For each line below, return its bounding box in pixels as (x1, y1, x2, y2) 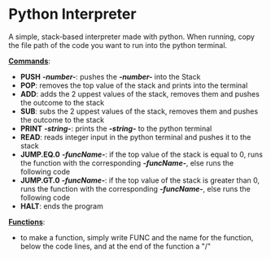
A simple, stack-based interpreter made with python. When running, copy (8, 32, 255, 41)
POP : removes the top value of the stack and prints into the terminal (20, 80, 248, 90)
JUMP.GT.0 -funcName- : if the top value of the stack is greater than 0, (20, 175, 260, 185)
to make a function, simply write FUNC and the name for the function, (20, 232, 254, 242)
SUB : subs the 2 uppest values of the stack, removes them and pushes (20, 106, 259, 116)
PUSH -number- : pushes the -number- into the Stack (20, 71, 201, 81)
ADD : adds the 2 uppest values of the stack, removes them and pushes (20, 88, 260, 98)
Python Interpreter (8, 5, 137, 24)
